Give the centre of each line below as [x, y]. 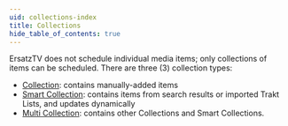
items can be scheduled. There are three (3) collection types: [121, 68]
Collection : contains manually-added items [100, 85]
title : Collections [45, 26]
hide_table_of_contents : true [65, 33]
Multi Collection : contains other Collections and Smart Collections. [143, 113]
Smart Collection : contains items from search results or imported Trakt [151, 94]
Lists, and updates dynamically [78, 104]
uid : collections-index [53, 17]
